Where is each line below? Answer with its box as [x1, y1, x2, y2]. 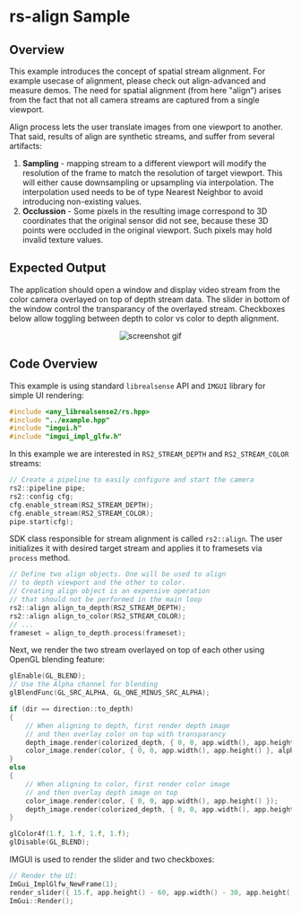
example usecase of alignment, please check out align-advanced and [9, 75, 266, 86]
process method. [9, 553, 71, 563]
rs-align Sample [9, 6, 131, 27]
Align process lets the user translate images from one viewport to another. [9, 121, 284, 132]
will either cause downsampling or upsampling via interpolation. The [21, 177, 275, 188]
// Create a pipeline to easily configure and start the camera [9, 475, 254, 484]
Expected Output [9, 261, 107, 276]
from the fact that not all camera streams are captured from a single [9, 94, 260, 105]
